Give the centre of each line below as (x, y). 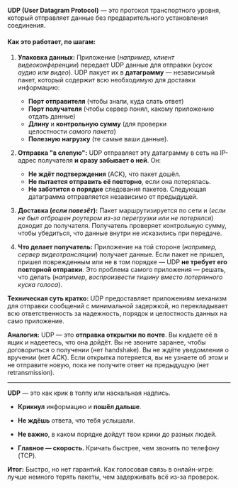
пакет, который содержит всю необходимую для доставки (107, 80)
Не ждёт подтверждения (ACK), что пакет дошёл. (104, 174)
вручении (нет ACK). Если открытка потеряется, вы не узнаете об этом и (118, 357)
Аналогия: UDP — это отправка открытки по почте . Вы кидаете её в (113, 335)
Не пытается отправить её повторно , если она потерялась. (119, 182)
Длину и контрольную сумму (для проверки (97, 124)
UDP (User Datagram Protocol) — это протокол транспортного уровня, (114, 10)
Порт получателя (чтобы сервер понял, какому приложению (121, 109)
